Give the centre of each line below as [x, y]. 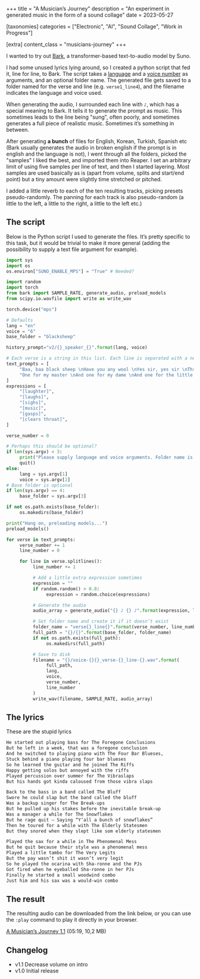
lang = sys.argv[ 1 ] [43, 474]
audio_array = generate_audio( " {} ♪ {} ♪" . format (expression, [111, 611]
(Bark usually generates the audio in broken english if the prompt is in [91, 148]
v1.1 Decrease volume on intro [51, 964]
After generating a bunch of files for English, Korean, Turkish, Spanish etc [97, 141]
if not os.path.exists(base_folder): [53, 507]
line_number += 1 [54, 567]
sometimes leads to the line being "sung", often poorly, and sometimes [93, 117]
